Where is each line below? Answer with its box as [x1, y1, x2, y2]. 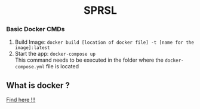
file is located [45, 63, 79, 70]
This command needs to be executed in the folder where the [14, 56, 164, 63]
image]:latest [14, 45, 50, 51]
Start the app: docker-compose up [14, 50, 96, 57]
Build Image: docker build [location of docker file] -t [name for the [14, 38, 194, 46]
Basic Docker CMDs [6, 25, 65, 34]
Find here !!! [6, 96, 36, 104]
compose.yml [14, 64, 45, 70]
